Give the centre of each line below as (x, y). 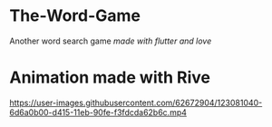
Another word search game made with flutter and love (111, 41)
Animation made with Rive (110, 78)
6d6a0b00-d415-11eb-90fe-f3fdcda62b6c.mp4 (98, 112)
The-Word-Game (75, 16)
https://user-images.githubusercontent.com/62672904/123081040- (136, 103)
